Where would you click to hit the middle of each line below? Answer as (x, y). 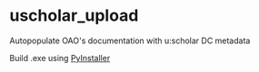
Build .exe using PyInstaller (60, 58)
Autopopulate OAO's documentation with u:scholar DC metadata (130, 40)
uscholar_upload (74, 16)
